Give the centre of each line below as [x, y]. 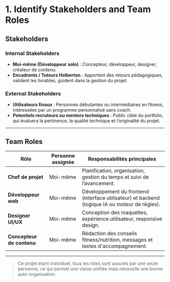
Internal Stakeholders [32, 53]
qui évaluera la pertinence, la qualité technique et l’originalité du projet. [86, 121]
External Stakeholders [33, 93]
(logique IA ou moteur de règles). [121, 204]
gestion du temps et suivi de [115, 177]
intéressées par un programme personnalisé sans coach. [72, 110]
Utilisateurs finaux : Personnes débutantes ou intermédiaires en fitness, [88, 104]
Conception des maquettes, [115, 213]
